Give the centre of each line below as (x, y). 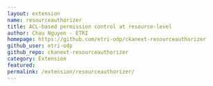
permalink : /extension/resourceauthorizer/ (71, 71)
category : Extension (37, 59)
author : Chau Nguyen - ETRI (48, 33)
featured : (22, 65)
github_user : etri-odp (40, 46)
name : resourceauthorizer (44, 20)
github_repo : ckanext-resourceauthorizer (68, 53)
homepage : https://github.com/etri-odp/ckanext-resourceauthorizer (107, 40)
